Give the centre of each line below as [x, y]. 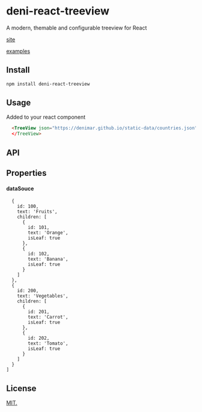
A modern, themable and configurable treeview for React [77, 28]
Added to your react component [46, 117]
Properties [26, 173]
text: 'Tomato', [48, 344]
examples [18, 51]
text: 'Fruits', [38, 212]
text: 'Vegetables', [43, 296]
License [21, 388]
